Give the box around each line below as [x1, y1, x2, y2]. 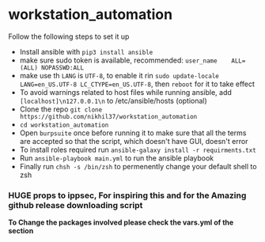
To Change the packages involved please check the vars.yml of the [8, 217, 234, 227]
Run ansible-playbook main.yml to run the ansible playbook [19, 153, 214, 163]
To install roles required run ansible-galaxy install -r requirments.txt [19, 145, 257, 154]
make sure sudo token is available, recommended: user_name [19, 55, 218, 65]
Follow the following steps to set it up [8, 32, 130, 41]
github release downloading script [8, 199, 143, 210]
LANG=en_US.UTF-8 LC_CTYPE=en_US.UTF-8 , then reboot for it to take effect [19, 79, 256, 89]
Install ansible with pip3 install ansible [19, 47, 153, 56]
